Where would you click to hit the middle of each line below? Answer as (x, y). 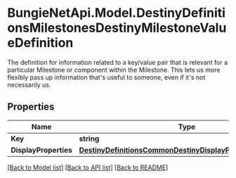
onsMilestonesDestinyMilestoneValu (117, 28)
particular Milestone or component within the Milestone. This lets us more (114, 70)
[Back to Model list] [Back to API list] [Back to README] (88, 167)
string (89, 139)
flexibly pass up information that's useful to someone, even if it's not (106, 77)
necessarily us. (29, 84)
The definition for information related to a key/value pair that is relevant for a (118, 62)
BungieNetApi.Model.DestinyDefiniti (117, 13)
